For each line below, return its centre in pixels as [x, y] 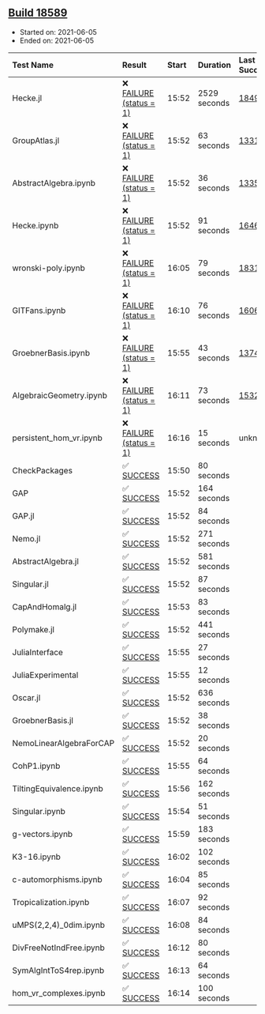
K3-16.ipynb [37, 857]
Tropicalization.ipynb [51, 902]
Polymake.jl [34, 629]
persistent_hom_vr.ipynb [57, 438]
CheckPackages [43, 470]
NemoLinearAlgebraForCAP [63, 743]
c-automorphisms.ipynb [57, 879]
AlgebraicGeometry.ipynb [60, 395]
